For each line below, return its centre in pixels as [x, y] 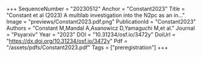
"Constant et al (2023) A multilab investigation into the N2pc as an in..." [96, 15]
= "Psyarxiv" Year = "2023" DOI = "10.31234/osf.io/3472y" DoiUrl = [91, 35]
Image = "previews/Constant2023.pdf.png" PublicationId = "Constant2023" [101, 22]
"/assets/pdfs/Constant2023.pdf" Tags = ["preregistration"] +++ [87, 47]
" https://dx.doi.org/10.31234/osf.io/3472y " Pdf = [67, 41]
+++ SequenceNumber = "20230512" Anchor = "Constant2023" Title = [96, 9]
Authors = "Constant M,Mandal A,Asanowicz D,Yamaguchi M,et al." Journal [101, 28]
